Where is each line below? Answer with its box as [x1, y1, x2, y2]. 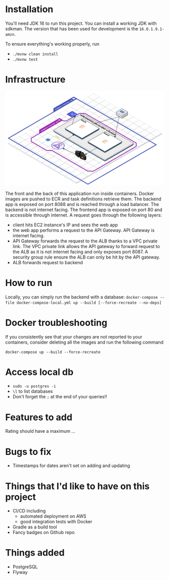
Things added [5, 547, 65, 559]
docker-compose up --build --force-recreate [5, 349, 101, 355]
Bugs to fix [5, 446, 52, 458]
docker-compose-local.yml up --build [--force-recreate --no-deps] [16, 300, 162, 305]
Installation [5, 4, 54, 15]
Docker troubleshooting [5, 317, 108, 328]
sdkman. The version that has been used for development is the [5, 25, 138, 31]
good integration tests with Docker [20, 519, 93, 525]
